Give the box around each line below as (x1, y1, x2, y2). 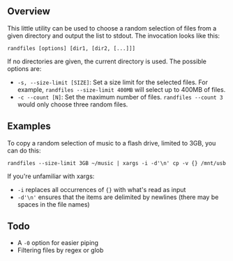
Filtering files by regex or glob (17, 246, 104, 255)
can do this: (7, 146, 41, 155)
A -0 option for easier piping (17, 239, 99, 247)
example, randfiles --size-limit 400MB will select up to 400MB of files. (17, 85, 226, 93)
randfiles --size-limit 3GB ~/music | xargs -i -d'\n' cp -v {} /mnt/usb (7, 159, 227, 166)
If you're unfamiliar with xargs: (7, 172, 95, 180)
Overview (7, 6, 51, 17)
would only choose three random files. (17, 100, 128, 109)
